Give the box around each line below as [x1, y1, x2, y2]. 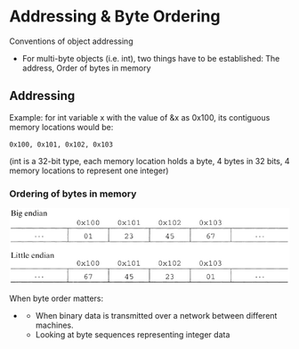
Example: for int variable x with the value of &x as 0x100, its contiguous [9, 112, 271, 122]
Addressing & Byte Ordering [9, 6, 221, 27]
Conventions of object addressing [9, 36, 133, 46]
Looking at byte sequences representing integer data [35, 329, 230, 340]
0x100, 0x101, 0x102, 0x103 [9, 140, 114, 149]
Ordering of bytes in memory [9, 187, 137, 200]
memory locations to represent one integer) [9, 165, 169, 176]
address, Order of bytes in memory [21, 62, 151, 73]
